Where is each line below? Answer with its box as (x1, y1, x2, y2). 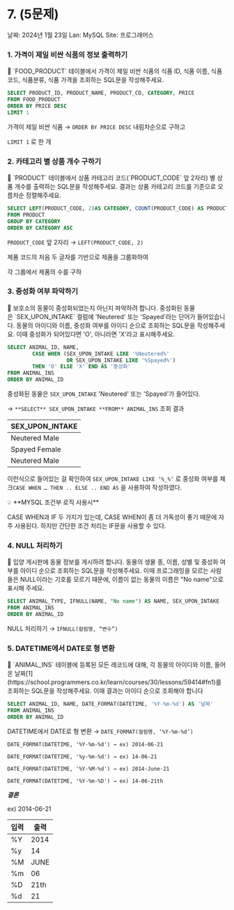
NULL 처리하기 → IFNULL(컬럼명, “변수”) (7, 624, 118, 633)
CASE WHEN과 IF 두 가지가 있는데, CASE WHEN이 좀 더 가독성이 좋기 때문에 (7, 513, 217, 521)
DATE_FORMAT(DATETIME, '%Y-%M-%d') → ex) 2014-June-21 (7, 765, 170, 772)
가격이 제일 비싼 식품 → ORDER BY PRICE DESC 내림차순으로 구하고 (7, 123, 186, 131)
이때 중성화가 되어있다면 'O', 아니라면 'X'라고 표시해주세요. (16, 330, 175, 338)
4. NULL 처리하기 (7, 541, 63, 550)
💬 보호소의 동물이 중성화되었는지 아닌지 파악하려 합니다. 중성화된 (7, 304, 182, 312)
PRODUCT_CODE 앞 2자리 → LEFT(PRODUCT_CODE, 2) (7, 238, 144, 246)
